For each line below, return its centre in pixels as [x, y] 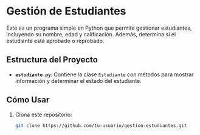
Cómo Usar [28, 100]
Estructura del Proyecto [52, 60]
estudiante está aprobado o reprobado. [55, 41]
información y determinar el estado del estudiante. [78, 81]
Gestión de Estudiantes [66, 11]
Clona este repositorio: [43, 114]
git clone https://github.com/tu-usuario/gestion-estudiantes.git [101, 125]
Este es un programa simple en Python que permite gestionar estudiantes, [99, 28]
